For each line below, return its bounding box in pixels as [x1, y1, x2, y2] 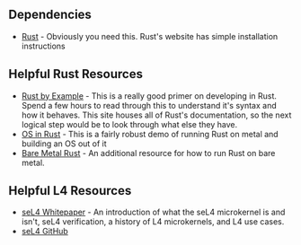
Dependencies [8, 7, 92, 22]
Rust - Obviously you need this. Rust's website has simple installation [21, 31, 279, 41]
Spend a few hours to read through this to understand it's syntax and [21, 100, 277, 110]
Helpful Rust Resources [8, 66, 143, 82]
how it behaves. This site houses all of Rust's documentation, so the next [21, 109, 292, 120]
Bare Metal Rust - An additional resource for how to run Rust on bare [21, 147, 276, 158]
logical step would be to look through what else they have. [21, 118, 238, 129]
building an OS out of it [21, 138, 107, 149]
